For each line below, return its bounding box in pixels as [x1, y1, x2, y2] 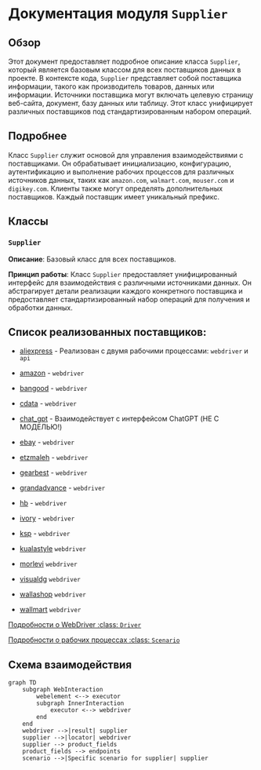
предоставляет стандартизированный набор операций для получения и [8, 294, 250, 304]
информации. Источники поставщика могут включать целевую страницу [8, 90, 253, 99]
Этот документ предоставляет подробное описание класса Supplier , [8, 57, 241, 66]
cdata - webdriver [19, 399, 77, 408]
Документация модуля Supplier [8, 5, 228, 23]
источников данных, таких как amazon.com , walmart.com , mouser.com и [8, 175, 234, 184]
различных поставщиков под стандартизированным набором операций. [8, 107, 252, 116]
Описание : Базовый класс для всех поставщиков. [8, 254, 176, 264]
